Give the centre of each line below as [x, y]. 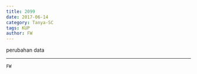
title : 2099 [21, 11]
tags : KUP [18, 28]
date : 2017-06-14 [27, 17]
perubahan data [26, 50]
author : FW [19, 33]
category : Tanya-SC [30, 22]
